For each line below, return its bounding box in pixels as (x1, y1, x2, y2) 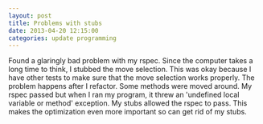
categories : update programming (8, 34, 117, 42)
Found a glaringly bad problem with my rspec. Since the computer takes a (8, 56, 253, 66)
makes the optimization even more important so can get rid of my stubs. (8, 107, 247, 117)
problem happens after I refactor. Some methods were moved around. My (8, 82, 253, 91)
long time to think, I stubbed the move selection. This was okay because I (8, 65, 252, 74)
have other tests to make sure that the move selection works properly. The (8, 73, 255, 82)
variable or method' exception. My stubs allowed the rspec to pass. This (8, 98, 248, 108)
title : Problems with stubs (8, 19, 103, 27)
